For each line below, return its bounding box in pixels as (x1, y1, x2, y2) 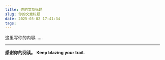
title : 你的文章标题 (5, 7, 43, 12)
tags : (5, 20, 16, 26)
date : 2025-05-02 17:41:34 (5, 16, 60, 21)
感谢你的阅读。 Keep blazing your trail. (5, 50, 85, 56)
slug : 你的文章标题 (5, 12, 41, 17)
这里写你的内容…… (5, 35, 43, 40)
